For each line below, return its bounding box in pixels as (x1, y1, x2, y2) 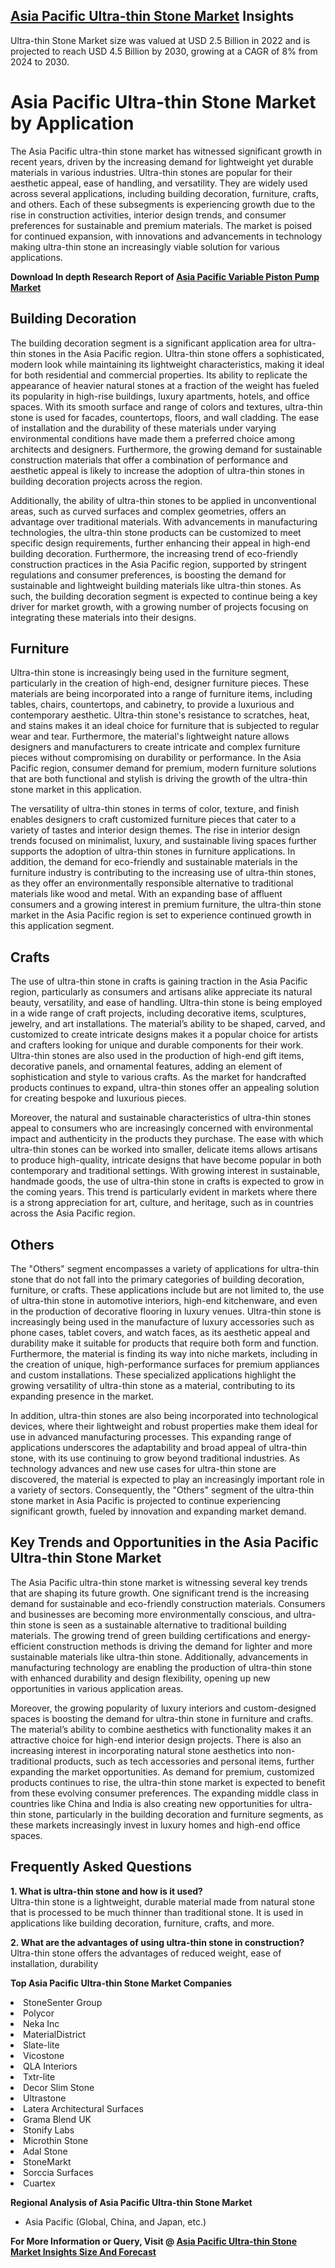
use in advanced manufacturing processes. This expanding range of (10, 1431, 292, 1443)
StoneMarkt (23, 2155, 72, 2168)
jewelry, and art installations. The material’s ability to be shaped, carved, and (10, 1018, 326, 1030)
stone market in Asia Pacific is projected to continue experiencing (10, 1495, 281, 1506)
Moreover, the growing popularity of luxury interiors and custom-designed (10, 1702, 317, 1714)
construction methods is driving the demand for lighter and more (46, 1640, 313, 1652)
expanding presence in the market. (10, 1390, 155, 1402)
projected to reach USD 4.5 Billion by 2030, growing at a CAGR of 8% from (10, 45, 318, 57)
